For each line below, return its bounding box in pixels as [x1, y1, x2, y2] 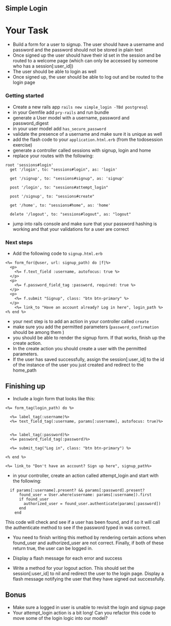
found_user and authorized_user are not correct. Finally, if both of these [12, 540, 164, 546]
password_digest [12, 120, 49, 126]
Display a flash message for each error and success [12, 555, 123, 561]
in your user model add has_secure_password [12, 125, 106, 132]
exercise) [12, 141, 33, 148]
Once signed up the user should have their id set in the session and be [12, 52, 161, 58]
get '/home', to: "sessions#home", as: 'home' [10, 203, 111, 208]
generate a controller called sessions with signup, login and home [12, 147, 152, 153]
